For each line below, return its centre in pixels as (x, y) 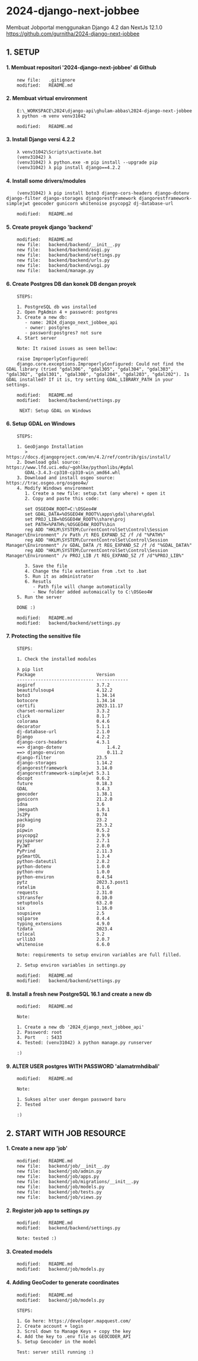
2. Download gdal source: (49, 462)
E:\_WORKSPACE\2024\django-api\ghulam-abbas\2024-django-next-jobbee (105, 111)
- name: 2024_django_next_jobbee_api (71, 322)
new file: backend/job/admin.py (59, 1171)
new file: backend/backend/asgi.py (63, 250)
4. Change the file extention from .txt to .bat (86, 571)
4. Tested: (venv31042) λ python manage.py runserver (84, 1043)
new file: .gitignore (46, 80)
